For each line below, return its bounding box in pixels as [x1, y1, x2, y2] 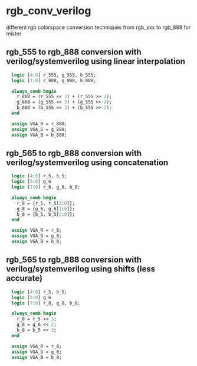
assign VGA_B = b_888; [11, 132, 67, 138]
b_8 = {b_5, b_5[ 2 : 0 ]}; [17, 211, 75, 217]
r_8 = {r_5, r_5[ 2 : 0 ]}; [17, 200, 75, 206]
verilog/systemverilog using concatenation [6, 157, 169, 167]
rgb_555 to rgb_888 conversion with [6, 47, 142, 57]
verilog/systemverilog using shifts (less [6, 264, 156, 274]
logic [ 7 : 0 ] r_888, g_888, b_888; [11, 77, 96, 83]
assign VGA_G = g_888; [11, 126, 67, 132]
